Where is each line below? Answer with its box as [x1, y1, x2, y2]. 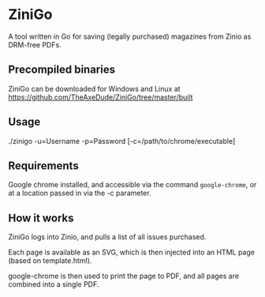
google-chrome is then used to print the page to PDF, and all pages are [8, 271, 239, 281]
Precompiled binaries [8, 63, 116, 77]
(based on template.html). [8, 256, 92, 265]
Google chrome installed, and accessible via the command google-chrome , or [8, 180, 257, 190]
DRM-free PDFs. [8, 39, 62, 49]
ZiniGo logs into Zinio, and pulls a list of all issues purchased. [8, 232, 207, 242]
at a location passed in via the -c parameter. [8, 188, 151, 198]
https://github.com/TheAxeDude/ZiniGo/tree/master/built [8, 92, 193, 102]
